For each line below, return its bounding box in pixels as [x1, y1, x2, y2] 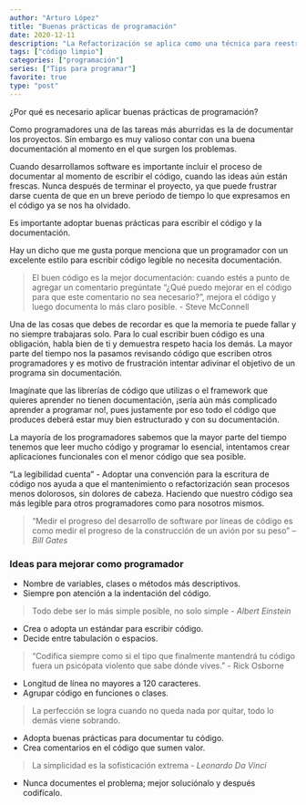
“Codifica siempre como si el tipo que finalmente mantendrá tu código [31, 650, 296, 661]
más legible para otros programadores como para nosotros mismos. [9, 498, 265, 509]
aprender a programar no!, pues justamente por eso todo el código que [9, 404, 277, 415]
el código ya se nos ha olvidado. [9, 200, 131, 211]
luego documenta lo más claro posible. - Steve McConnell [31, 301, 250, 312]
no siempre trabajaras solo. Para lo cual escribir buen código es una [9, 328, 266, 339]
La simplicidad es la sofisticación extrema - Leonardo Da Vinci [31, 759, 267, 770]
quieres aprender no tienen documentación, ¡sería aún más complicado [9, 394, 278, 406]
